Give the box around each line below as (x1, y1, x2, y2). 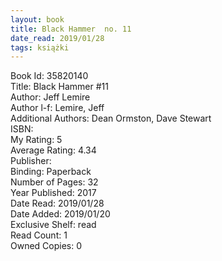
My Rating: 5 (10, 134, 63, 146)
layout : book (10, 14, 65, 25)
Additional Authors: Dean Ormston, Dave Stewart (10, 112, 212, 125)
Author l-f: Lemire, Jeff (10, 102, 105, 114)
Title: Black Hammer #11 (10, 81, 109, 93)
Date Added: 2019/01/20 (10, 208, 111, 220)
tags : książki (10, 42, 70, 53)
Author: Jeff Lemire (10, 91, 91, 103)
